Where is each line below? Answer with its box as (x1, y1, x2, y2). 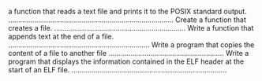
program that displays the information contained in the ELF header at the (8, 57, 245, 66)
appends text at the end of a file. (8, 31, 114, 41)
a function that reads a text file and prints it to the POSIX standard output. (8, 7, 247, 16)
